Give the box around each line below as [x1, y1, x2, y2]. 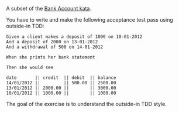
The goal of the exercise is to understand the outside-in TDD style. [6, 101, 167, 107]
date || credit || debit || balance [6, 75, 116, 81]
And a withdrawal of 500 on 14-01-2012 [6, 44, 104, 50]
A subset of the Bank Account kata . [6, 5, 92, 12]
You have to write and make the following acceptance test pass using [6, 16, 174, 23]
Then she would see [6, 64, 54, 70]
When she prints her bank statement [6, 54, 95, 60]
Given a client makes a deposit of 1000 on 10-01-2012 [6, 34, 143, 40]
